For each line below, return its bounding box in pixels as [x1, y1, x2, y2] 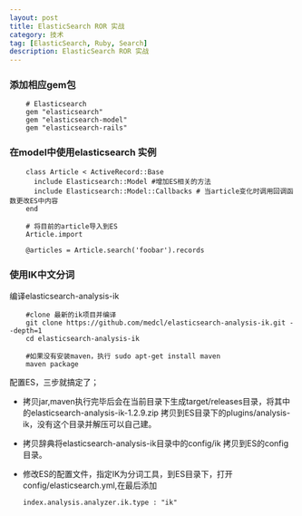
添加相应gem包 [9, 79, 76, 92]
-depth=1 [9, 326, 43, 336]
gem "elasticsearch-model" [25, 115, 128, 125]
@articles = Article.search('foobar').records [25, 246, 205, 255]
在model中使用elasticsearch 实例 [9, 146, 157, 159]
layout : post [9, 13, 59, 23]
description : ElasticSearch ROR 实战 [9, 47, 150, 56]
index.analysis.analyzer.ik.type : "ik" [22, 498, 178, 508]
